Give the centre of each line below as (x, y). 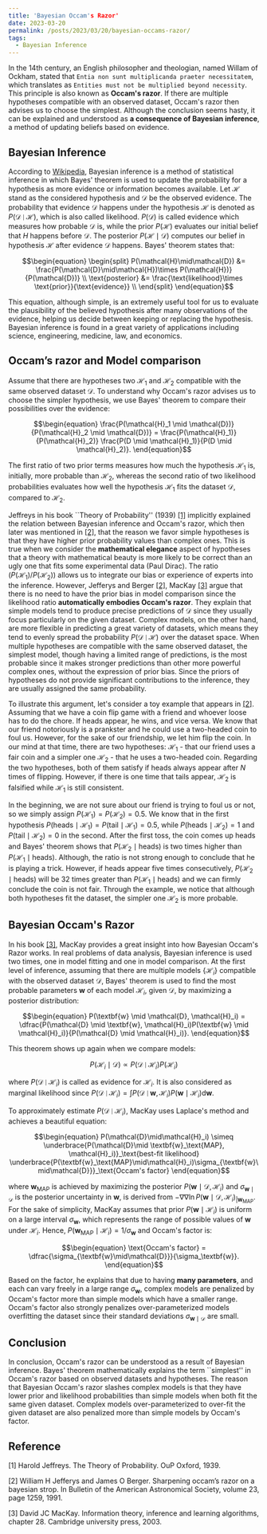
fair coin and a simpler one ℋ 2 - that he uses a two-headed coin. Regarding (133, 758)
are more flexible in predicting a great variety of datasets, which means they (133, 628)
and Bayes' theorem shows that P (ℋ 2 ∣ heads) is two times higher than (125, 847)
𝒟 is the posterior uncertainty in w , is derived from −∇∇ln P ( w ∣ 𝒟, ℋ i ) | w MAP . (132, 1199)
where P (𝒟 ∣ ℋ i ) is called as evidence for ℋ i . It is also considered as (120, 1083)
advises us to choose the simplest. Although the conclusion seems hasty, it (132, 110)
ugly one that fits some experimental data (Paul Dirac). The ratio (114, 566)
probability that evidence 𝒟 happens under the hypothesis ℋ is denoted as (132, 207)
